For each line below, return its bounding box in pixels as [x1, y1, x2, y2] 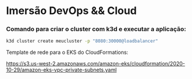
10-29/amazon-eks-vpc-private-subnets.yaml [6, 66, 117, 74]
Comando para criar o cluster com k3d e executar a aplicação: [6, 25, 186, 33]
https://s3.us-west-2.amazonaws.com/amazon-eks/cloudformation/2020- [6, 60, 186, 67]
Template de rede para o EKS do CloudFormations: [6, 49, 129, 56]
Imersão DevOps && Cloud [6, 4, 137, 18]
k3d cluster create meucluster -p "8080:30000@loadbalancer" [6, 38, 159, 44]
